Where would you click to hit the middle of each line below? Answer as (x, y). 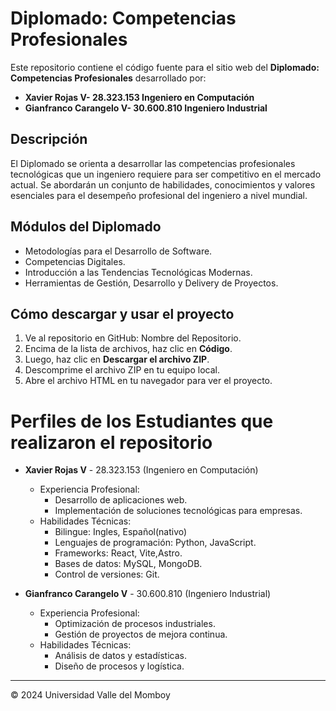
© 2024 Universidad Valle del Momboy (90, 695)
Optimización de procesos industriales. (135, 624)
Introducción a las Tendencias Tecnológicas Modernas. (138, 272)
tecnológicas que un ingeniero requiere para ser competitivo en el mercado (166, 174)
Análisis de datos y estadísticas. (120, 656)
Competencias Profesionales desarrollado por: (108, 78)
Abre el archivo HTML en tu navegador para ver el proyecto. (148, 381)
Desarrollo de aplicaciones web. (121, 500)
